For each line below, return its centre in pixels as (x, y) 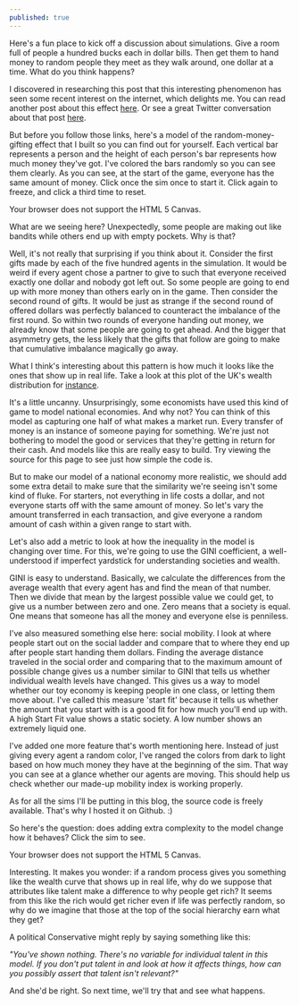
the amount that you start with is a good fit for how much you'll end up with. (149, 709)
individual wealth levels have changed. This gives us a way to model (135, 680)
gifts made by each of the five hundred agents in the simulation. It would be (148, 263)
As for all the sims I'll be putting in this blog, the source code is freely (136, 801)
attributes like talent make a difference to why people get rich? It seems (141, 890)
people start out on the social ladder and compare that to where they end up (149, 643)
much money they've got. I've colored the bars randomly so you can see (142, 163)
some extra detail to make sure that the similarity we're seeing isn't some (144, 486)
